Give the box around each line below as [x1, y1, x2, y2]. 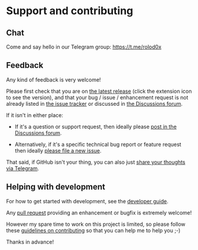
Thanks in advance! [6, 238, 54, 245]
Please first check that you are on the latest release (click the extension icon [6, 87, 192, 95]
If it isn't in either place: [6, 111, 63, 119]
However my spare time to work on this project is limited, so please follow [6, 220, 186, 228]
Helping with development [6, 182, 105, 192]
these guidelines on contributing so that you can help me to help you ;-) [6, 226, 181, 234]
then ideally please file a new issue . [14, 147, 102, 154]
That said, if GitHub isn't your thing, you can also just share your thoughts [6, 158, 186, 165]
